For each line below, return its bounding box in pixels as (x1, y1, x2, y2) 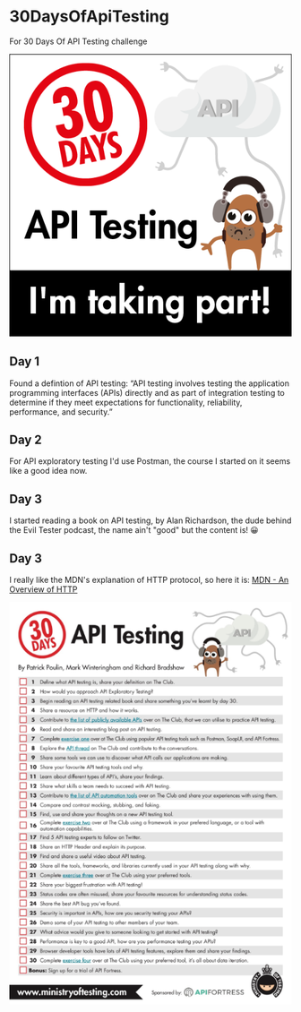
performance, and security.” (9, 406, 114, 417)
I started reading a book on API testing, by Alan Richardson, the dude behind (9, 515, 292, 526)
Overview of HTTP (9, 584, 78, 595)
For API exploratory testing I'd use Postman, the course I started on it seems (9, 456, 291, 467)
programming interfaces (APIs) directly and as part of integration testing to (9, 387, 285, 398)
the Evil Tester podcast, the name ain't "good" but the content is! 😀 (9, 525, 259, 536)
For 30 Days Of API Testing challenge (9, 36, 148, 47)
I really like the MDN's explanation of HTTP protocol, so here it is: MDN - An (9, 575, 289, 586)
